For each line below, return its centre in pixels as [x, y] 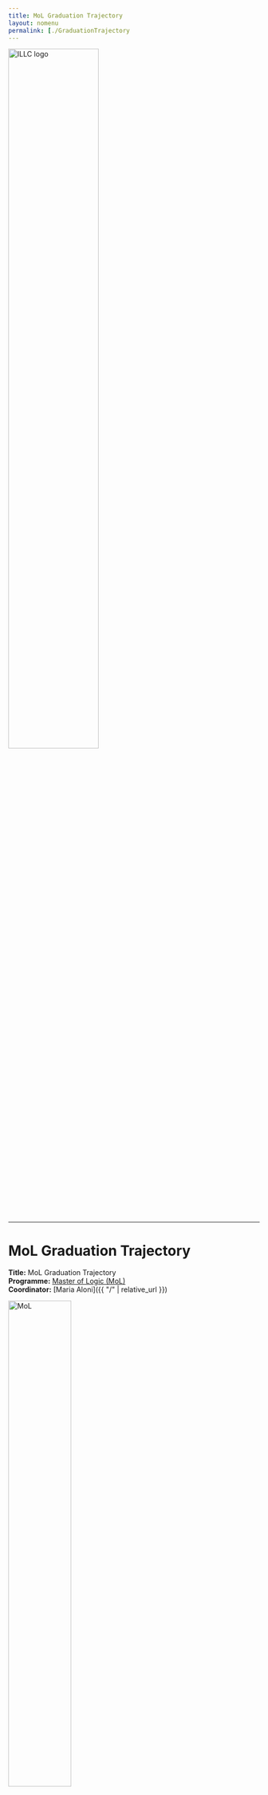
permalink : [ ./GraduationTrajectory [69, 30]
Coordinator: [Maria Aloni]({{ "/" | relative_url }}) [88, 1289]
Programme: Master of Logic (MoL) [67, 1281]
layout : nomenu [33, 23]
